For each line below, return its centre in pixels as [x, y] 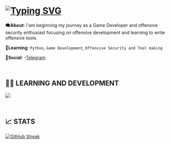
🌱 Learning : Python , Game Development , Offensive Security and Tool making [84, 48]
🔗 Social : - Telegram [25, 57]
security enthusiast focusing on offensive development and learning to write [85, 32]
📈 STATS [20, 122]
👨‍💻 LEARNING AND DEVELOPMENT [62, 83]
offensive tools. [21, 38]
